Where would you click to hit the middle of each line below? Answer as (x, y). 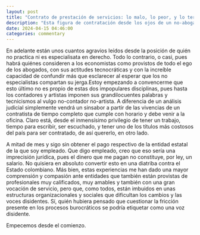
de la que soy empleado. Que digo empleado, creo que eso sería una (91, 151)
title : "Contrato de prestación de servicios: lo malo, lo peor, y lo (96, 17)
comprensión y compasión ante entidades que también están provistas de (97, 176)
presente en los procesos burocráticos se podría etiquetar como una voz (96, 208)
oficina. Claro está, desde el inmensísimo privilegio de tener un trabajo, (93, 120)
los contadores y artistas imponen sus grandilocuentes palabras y (87, 95)
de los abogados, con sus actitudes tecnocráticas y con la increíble (89, 70)
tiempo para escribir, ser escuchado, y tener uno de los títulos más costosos (100, 127)
